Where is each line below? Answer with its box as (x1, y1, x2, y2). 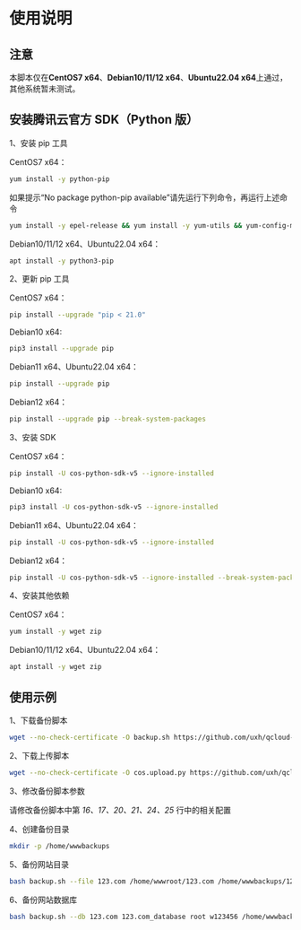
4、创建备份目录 (9, 823, 70, 834)
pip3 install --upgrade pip (9, 344, 115, 353)
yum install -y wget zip (9, 627, 102, 637)
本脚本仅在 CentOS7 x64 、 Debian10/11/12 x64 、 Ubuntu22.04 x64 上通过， (9, 73, 288, 83)
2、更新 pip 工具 (9, 274, 70, 284)
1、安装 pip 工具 (9, 137, 69, 148)
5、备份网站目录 (9, 858, 70, 870)
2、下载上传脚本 (9, 750, 70, 761)
